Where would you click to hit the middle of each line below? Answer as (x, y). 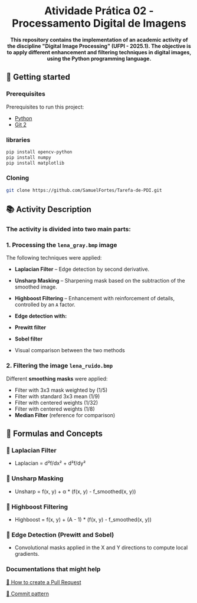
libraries (18, 140)
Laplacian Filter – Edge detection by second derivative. (82, 269)
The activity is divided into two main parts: (68, 230)
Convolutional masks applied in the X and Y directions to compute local (101, 548)
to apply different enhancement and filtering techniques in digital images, (99, 52)
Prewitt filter (30, 327)
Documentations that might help (53, 569)
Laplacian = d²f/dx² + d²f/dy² (50, 463)
